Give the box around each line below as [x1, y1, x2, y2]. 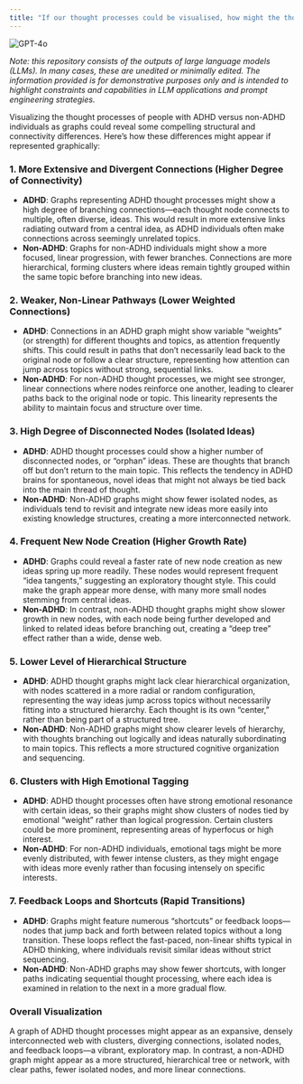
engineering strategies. [9, 94, 96, 105]
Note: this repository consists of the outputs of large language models [9, 55, 271, 66]
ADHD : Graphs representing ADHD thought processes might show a [22, 194, 276, 205]
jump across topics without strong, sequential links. [22, 364, 214, 375]
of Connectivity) [9, 173, 83, 186]
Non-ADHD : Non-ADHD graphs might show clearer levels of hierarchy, [22, 724, 286, 734]
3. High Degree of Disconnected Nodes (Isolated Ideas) [9, 425, 255, 438]
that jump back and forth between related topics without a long [48, 925, 282, 936]
